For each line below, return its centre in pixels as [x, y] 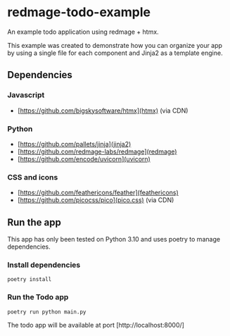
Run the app [34, 222]
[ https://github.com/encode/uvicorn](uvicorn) [84, 158]
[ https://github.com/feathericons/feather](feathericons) [98, 193]
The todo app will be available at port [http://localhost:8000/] [96, 325]
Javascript [26, 95]
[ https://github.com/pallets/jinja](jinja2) [74, 144]
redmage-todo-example [79, 12]
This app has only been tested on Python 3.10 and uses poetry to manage [114, 239]
